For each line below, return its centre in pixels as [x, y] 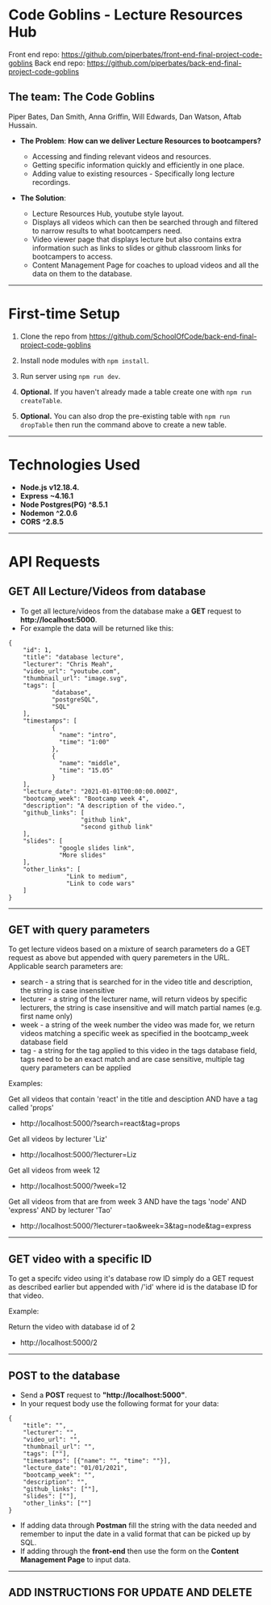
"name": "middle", [90, 763]
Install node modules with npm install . [84, 360]
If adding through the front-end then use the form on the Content [129, 1551]
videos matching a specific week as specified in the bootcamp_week [134, 1034]
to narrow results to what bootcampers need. [107, 230]
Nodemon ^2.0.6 [49, 513]
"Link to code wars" [100, 883]
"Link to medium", [97, 876]
